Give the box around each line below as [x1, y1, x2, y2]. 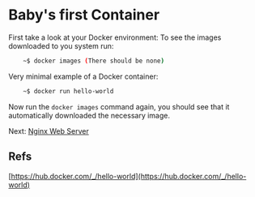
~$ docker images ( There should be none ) [23, 57, 164, 65]
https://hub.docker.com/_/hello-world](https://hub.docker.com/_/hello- [11, 171, 247, 181]
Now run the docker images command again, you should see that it [8, 101, 230, 111]
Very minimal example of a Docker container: [8, 71, 159, 81]
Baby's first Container [8, 6, 160, 24]
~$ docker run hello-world [23, 87, 114, 95]
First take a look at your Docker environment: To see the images [8, 32, 222, 42]
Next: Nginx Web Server [8, 126, 89, 135]
